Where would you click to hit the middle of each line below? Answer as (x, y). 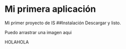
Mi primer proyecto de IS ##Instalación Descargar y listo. (63, 23)
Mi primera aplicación (50, 9)
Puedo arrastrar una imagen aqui (38, 32)
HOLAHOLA (17, 42)
